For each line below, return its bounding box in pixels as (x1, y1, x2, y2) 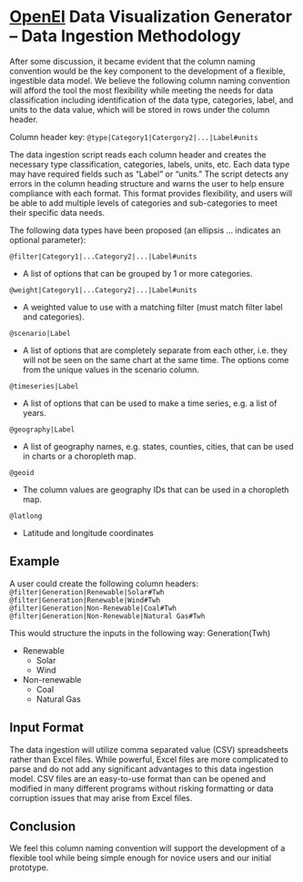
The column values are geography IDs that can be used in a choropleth (22, 484, 289, 495)
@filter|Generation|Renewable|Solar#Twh (9, 587, 166, 597)
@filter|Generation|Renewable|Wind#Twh (9, 595, 161, 604)
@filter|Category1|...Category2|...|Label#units (9, 252, 197, 261)
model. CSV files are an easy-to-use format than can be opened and (9, 773, 267, 784)
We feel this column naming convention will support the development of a (9, 843, 286, 854)
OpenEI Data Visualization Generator (9, 6, 293, 27)
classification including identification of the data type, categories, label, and (9, 94, 294, 106)
